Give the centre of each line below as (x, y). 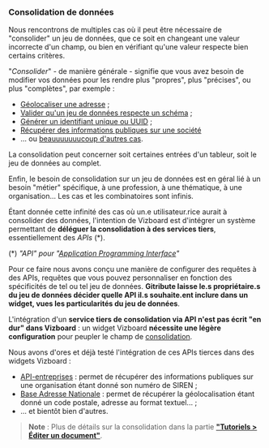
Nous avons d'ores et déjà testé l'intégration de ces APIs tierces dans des (132, 352)
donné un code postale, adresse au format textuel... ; (109, 403)
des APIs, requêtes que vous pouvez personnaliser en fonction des (120, 278)
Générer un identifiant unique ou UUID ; (86, 122)
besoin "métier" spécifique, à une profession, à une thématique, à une (126, 187)
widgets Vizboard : (40, 361)
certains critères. (37, 56)
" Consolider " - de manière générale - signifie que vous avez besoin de (126, 71)
